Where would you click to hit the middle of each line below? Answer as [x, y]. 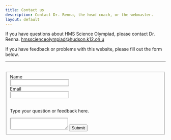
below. [12, 54]
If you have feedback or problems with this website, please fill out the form [84, 49]
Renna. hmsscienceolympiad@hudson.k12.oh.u [55, 39]
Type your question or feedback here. [49, 111]
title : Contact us [25, 10]
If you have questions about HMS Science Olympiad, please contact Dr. [80, 34]
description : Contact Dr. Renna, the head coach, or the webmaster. [79, 15]
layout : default [22, 19]
